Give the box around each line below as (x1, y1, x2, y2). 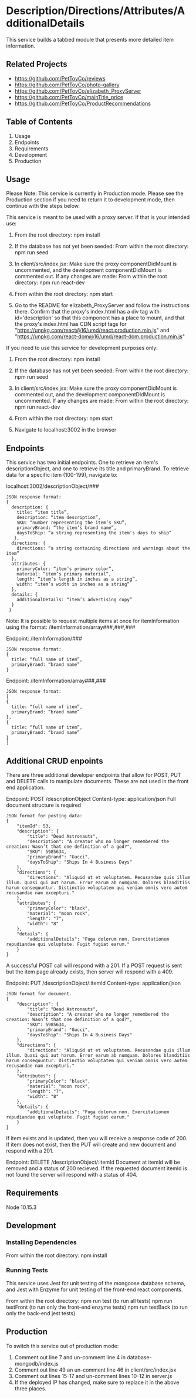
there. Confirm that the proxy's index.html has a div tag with (14, 308, 160, 315)
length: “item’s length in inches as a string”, (16, 577, 138, 582)
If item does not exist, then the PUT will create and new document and (6, 1141, 176, 1148)
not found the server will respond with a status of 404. (6, 1171, 138, 1178)
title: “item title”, (16, 510, 69, 516)
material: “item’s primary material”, (16, 571, 111, 577)
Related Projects (6, 59, 67, 69)
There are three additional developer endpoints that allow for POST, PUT (6, 772, 181, 779)
